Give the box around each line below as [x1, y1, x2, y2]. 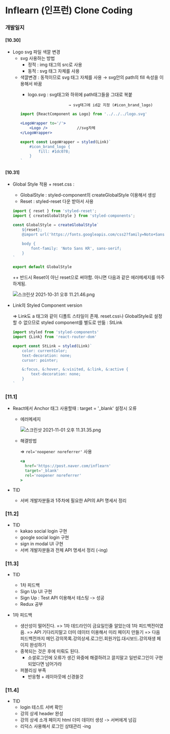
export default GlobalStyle [12, 265, 72, 270]
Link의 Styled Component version [12, 302, 82, 308]
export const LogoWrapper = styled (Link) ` [20, 139, 111, 144]
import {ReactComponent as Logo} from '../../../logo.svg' [20, 111, 148, 117]
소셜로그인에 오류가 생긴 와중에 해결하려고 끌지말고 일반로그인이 [27, 655, 154, 661]
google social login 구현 [20, 534, 69, 540]
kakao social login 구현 [20, 527, 67, 534]
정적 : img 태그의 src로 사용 [27, 62, 82, 68]
